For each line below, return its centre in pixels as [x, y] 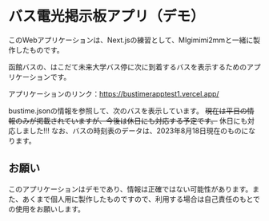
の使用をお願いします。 [47, 209]
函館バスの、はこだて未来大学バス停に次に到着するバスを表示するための [127, 67]
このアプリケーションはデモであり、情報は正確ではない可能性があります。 [130, 189]
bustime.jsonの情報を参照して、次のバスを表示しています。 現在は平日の [128, 110]
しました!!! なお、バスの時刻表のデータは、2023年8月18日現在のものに [132, 130]
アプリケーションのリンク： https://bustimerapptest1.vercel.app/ [114, 93]
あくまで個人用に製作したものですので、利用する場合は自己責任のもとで [141, 199]
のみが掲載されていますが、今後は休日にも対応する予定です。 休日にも [131, 120]
